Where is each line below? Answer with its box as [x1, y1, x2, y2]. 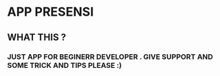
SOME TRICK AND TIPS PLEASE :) [7, 60, 122, 70]
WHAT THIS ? [7, 31, 67, 43]
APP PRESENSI [7, 4, 94, 20]
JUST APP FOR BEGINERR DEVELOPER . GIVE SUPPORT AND [7, 52, 214, 62]
